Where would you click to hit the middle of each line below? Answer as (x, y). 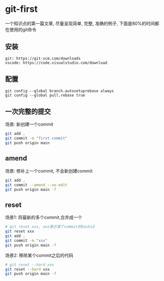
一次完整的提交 (28, 112)
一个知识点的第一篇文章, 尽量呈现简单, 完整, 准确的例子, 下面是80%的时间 (80, 23)
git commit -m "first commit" (36, 139)
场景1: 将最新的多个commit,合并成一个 (44, 217)
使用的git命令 (23, 29)
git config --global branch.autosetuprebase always (59, 91)
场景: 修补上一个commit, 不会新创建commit (49, 171)
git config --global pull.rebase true (45, 95)
